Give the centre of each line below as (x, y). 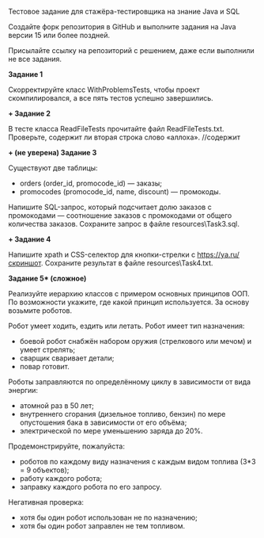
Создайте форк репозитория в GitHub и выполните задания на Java (122, 27)
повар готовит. (44, 366)
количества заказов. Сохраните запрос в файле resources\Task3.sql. (124, 224)
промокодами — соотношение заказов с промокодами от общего (120, 216)
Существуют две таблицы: (53, 168)
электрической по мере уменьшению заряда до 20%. (111, 431)
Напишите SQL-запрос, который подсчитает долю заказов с (110, 207)
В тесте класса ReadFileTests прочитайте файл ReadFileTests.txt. (116, 129)
